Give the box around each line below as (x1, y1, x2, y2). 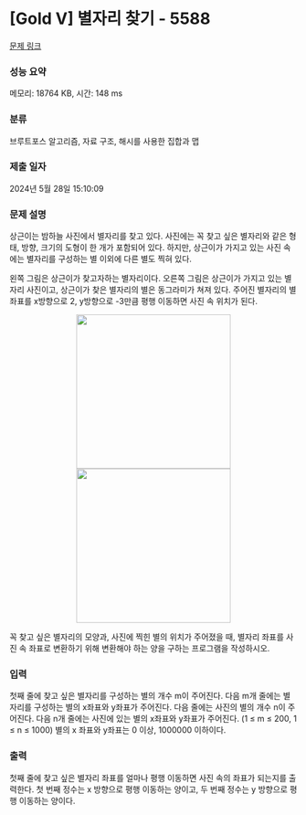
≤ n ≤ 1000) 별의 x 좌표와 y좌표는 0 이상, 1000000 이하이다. (9, 725, 227, 736)
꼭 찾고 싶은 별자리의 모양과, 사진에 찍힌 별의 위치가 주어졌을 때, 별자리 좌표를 (9, 631, 285, 642)
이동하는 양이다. (18, 795, 76, 806)
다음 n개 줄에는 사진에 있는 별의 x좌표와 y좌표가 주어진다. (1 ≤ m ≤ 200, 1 (36, 714, 297, 725)
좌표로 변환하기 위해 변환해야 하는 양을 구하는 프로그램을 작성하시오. (28, 643, 270, 654)
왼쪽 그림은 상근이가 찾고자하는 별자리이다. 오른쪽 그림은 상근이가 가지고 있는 (9, 273, 283, 284)
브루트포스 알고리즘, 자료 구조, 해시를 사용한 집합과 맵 (9, 135, 199, 146)
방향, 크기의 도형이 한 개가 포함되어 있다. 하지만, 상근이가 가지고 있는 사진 (21, 242, 281, 253)
